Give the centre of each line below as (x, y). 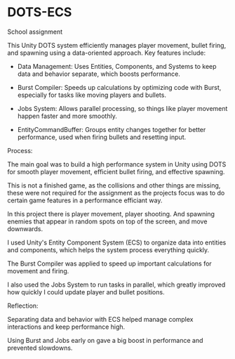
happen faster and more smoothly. (67, 116)
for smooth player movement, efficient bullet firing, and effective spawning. (116, 171)
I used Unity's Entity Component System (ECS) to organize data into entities (117, 242)
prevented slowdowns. (40, 348)
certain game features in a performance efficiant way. (85, 200)
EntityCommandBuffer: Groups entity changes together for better (112, 129)
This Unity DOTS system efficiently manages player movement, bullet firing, (117, 45)
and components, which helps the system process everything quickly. (108, 249)
